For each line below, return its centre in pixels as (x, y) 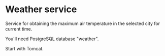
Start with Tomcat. (25, 48)
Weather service (41, 9)
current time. (19, 29)
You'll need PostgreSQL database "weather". (52, 39)
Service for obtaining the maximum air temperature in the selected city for (82, 23)
